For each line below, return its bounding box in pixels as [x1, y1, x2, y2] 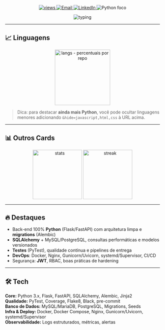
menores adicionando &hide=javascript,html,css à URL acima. [17, 114, 145, 120]
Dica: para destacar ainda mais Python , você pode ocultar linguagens [17, 109, 160, 115]
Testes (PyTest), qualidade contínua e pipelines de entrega [12, 247, 132, 254]
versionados [12, 242, 38, 248]
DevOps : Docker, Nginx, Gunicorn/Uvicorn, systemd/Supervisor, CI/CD [12, 253, 156, 258]
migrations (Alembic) [12, 232, 56, 238]
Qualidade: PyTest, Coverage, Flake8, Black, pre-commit [5, 298, 120, 304]
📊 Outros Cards [5, 134, 55, 143]
